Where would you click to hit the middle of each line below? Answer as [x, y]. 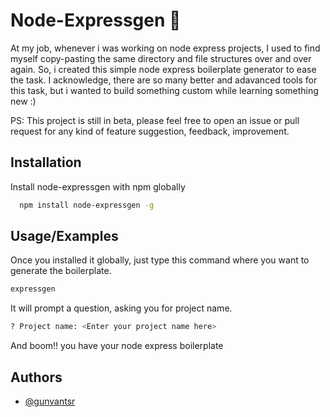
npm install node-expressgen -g [87, 205]
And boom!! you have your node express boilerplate [117, 346]
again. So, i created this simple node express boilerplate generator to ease [163, 69]
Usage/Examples [64, 236]
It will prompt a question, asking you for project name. [121, 308]
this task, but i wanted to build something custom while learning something [164, 90]
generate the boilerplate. [61, 271]
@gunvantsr [50, 401]
